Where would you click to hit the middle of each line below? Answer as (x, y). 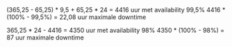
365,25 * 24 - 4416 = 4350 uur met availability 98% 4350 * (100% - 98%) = (116, 30)
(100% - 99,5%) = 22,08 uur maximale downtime (76, 17)
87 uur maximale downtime (45, 37)
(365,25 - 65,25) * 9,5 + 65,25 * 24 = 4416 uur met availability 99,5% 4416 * (116, 10)
